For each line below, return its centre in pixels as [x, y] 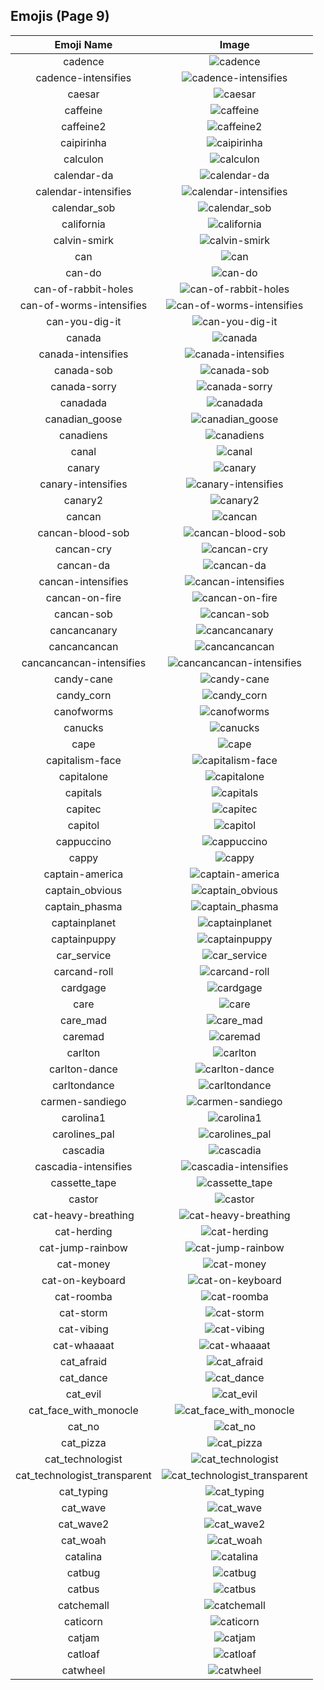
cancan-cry [83, 549]
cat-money [83, 1264]
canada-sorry [83, 386]
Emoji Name [83, 44]
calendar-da [83, 175]
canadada [83, 402]
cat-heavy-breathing [84, 1215]
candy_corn [84, 695]
